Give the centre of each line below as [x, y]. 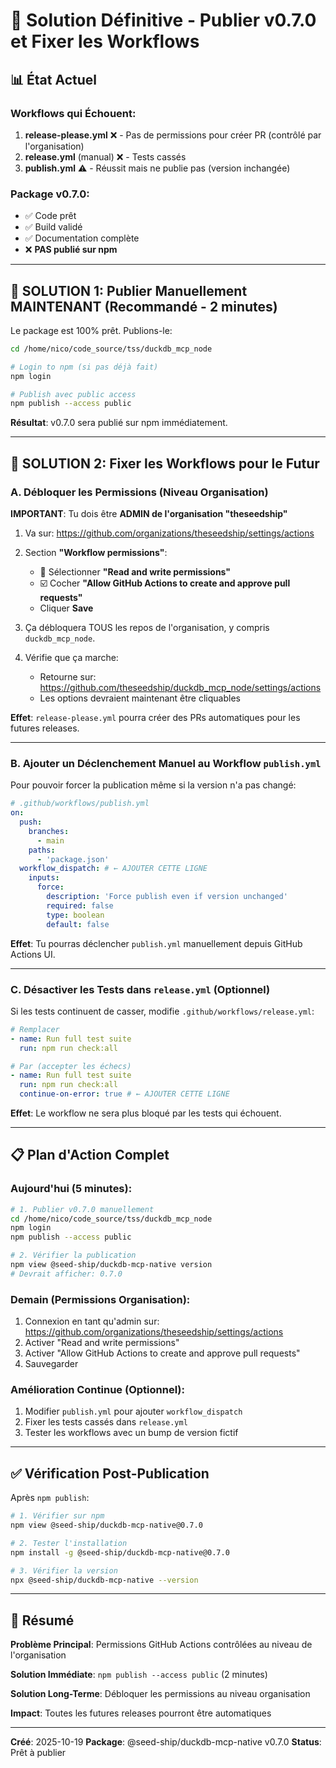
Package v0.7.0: [50, 194]
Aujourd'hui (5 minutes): [71, 1189]
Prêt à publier [38, 1753]
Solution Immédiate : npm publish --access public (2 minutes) [139, 1675]
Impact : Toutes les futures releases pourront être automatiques [141, 1713]
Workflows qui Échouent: [73, 113]
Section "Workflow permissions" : [96, 553]
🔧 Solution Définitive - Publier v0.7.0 [163, 20]
